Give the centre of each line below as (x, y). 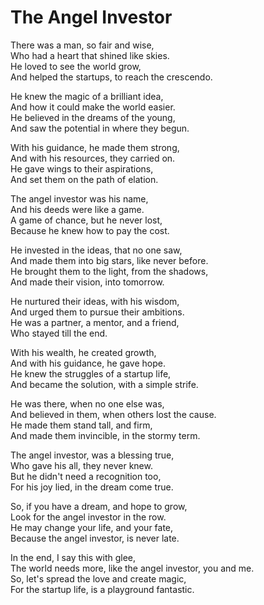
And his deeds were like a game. (77, 209)
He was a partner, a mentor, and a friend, (95, 322)
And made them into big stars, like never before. (109, 260)
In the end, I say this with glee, (73, 557)
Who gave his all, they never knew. (81, 465)
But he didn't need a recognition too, (86, 476)
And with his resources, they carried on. (93, 158)
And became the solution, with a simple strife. (104, 384)
